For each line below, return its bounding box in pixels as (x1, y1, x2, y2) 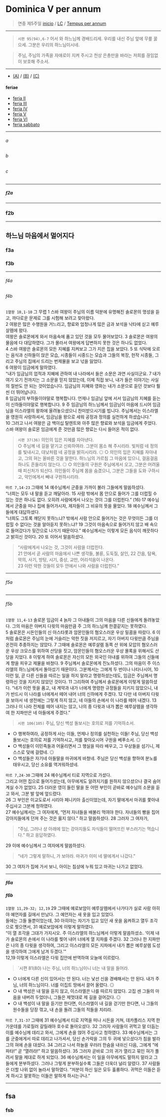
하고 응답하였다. (26, 832, 57, 838)
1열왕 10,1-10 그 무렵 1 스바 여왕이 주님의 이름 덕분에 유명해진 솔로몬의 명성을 (5, 309, 155, 315)
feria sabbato (12, 122, 40, 128)
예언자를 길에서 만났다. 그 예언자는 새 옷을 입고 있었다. (10, 911, 115, 917)
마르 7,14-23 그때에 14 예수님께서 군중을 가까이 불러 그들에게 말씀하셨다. (5, 485, 145, 491)
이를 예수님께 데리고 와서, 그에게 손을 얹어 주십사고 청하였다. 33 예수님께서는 (5, 1029, 153, 1035)
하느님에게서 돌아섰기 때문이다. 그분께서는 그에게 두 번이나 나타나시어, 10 (18, 666, 159, 672)
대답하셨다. (18, 509, 40, 515)
